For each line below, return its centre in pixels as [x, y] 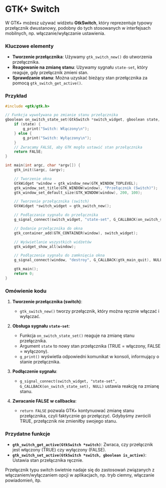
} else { [23, 133]
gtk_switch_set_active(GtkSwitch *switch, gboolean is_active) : [79, 455]
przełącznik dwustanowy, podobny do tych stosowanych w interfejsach [78, 28]
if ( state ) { [27, 124]
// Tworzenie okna [33, 179]
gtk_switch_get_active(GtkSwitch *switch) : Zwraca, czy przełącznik [83, 445]
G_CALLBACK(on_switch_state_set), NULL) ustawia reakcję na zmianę [89, 386]
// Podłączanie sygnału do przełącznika [56, 215]
